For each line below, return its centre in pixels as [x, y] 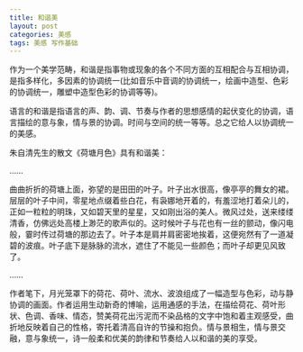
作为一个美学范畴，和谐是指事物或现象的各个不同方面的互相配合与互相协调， [151, 69]
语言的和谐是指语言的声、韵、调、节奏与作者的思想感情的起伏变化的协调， [147, 111]
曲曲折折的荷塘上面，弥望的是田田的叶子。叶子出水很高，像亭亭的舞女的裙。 [151, 189]
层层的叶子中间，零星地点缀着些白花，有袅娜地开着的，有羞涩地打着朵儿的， [151, 201]
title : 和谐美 [34, 18]
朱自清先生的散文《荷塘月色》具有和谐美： [88, 153]
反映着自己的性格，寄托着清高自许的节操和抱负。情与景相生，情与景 [151, 327]
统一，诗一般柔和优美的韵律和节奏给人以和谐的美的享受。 [155, 338]
